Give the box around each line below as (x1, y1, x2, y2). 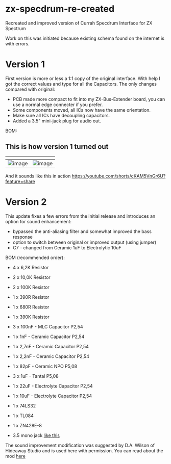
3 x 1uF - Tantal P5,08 (12, 373, 59, 379)
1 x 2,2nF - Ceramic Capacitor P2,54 (12, 353, 89, 359)
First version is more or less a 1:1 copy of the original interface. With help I (5, 75, 161, 82)
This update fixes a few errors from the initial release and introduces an (5, 213, 156, 219)
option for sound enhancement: (5, 218, 72, 224)
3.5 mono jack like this (12, 432, 60, 439)
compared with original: (5, 86, 55, 92)
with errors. (5, 40, 30, 46)
